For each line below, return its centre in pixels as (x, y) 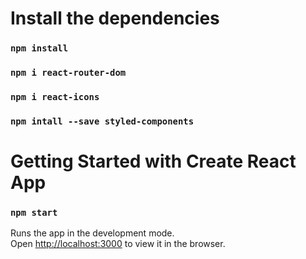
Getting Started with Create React (153, 161)
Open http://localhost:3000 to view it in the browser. (118, 244)
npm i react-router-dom (68, 73)
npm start (34, 212)
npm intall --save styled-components (102, 121)
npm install (39, 48)
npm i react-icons (55, 96)
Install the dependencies (115, 18)
